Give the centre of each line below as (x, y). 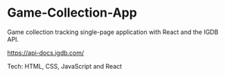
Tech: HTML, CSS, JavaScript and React (65, 66)
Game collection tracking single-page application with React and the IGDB (113, 32)
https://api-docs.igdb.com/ (46, 53)
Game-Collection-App (72, 13)
